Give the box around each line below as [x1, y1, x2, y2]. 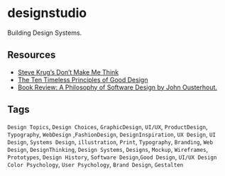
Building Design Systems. [7, 28, 82, 37]
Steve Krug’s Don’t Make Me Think [17, 67, 119, 76]
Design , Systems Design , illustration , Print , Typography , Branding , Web [7, 137, 214, 146]
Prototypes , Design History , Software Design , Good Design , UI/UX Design [7, 153, 217, 161]
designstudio [7, 5, 87, 21]
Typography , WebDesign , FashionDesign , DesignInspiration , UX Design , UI [7, 130, 216, 138]
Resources [7, 49, 56, 61]
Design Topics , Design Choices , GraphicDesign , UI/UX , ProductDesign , [7, 122, 208, 131]
